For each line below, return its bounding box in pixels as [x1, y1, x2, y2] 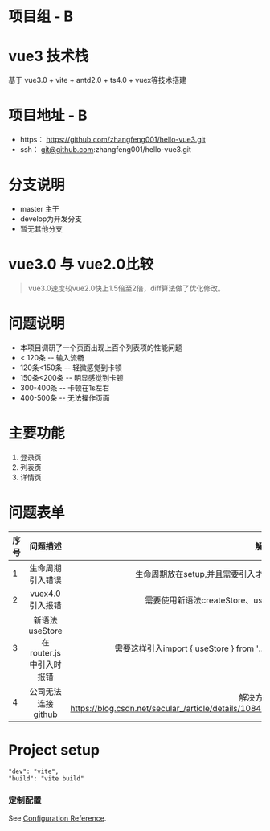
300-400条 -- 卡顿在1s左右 [19, 383, 110, 393]
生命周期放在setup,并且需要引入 [135, 568, 256, 579]
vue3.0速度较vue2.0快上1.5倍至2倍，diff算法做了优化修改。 [27, 283, 225, 293]
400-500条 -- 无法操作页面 [19, 393, 110, 402]
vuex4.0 [30, 588, 62, 599]
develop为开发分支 [19, 214, 83, 224]
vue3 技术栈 [8, 47, 89, 65]
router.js [29, 647, 62, 658]
